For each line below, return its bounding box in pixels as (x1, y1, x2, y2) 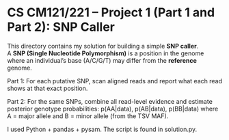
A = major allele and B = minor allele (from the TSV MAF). (7, 111, 169, 120)
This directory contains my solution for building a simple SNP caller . (7, 42, 199, 50)
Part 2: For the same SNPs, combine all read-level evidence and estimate (7, 97, 213, 105)
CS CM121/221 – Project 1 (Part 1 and (7, 5, 215, 20)
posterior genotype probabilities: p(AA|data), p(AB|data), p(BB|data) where (7, 104, 219, 113)
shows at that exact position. (7, 84, 88, 92)
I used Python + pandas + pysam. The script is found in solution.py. (7, 125, 198, 133)
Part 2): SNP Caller (7, 19, 115, 35)
